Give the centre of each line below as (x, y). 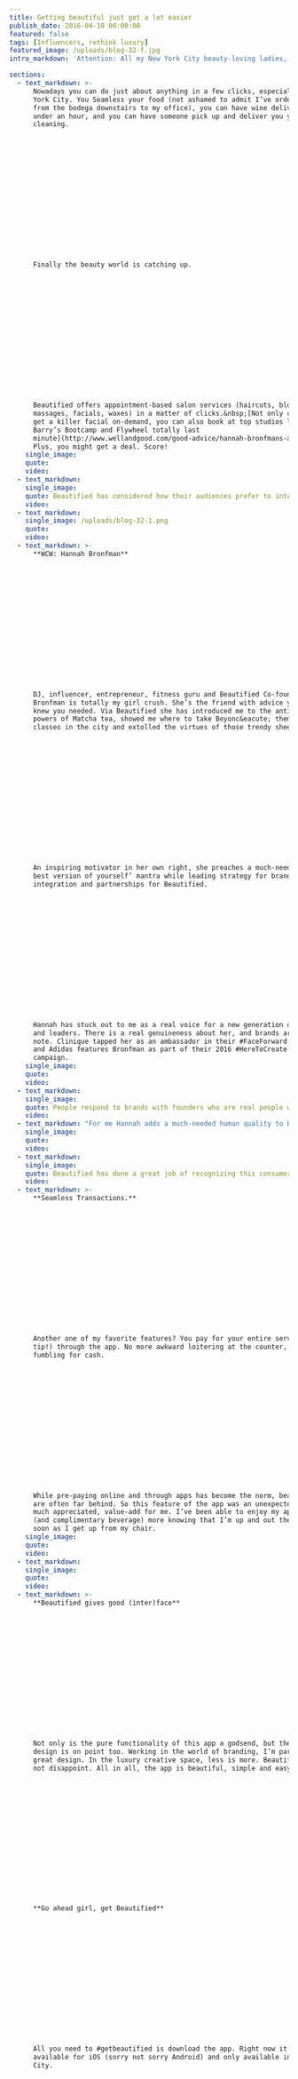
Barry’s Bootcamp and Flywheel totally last (116, 430)
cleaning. (51, 124)
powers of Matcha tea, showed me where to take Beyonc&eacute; (152, 719)
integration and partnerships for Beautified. (120, 884)
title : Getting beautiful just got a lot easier (101, 17)
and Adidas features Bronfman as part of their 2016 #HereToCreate (160, 1049)
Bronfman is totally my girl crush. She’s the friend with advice (158, 703)
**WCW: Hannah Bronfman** (80, 554)
